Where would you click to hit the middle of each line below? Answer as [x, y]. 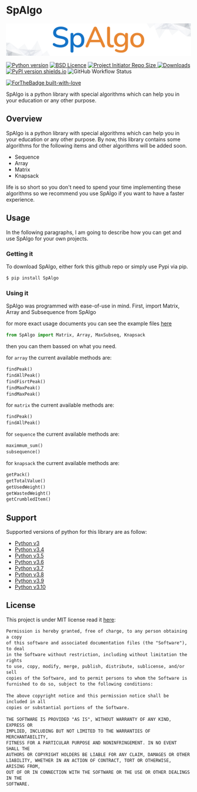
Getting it [20, 253]
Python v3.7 [29, 569]
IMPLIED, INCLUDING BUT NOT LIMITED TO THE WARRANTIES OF [78, 731]
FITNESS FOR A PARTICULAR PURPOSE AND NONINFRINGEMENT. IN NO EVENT [91, 743]
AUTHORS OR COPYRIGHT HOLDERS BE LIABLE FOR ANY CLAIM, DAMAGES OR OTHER [98, 754]
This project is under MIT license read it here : [61, 619]
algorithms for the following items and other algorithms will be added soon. [97, 145]
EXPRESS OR [19, 725]
